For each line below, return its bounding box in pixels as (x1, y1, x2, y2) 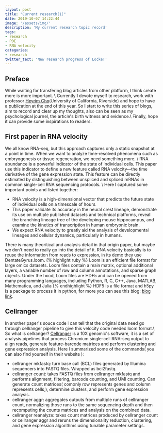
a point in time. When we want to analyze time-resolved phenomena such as (5, 150, 158, 156)
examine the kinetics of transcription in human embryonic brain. (12, 222, 140, 228)
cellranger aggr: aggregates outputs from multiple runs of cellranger (12, 397, 149, 402)
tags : (5, 30, 16, 34)
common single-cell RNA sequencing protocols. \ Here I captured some (5, 182, 148, 187)
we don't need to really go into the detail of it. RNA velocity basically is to (5, 247, 151, 252)
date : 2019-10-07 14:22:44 (5, 16, 60, 21)
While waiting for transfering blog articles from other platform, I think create (5, 88, 156, 94)
